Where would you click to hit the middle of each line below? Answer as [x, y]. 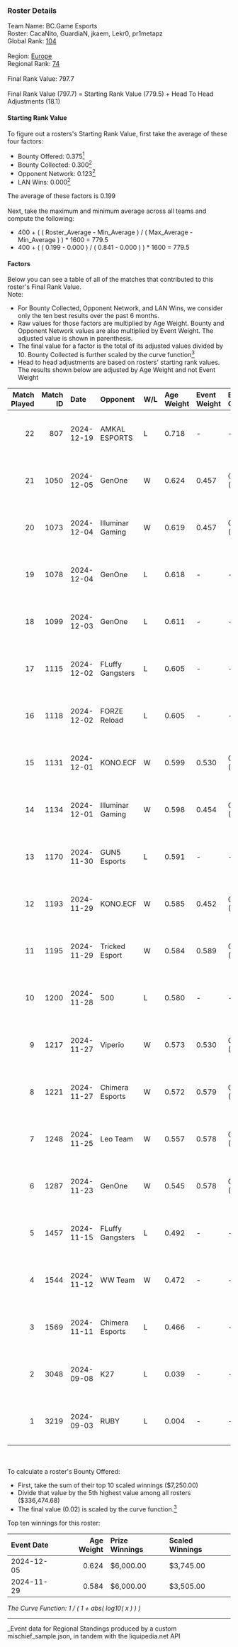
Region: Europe [30, 56]
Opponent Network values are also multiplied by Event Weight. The [115, 331]
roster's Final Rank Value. [44, 287]
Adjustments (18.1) [34, 102]
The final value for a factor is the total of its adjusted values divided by [120, 346]
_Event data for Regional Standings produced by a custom [92, 1629]
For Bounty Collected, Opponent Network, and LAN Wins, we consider [120, 308]
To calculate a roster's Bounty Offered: [64, 1471]
